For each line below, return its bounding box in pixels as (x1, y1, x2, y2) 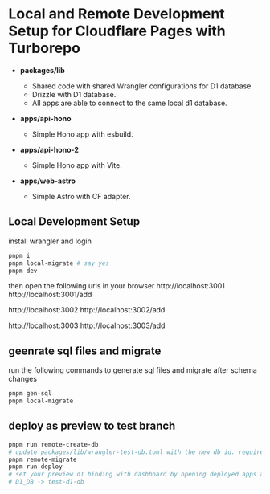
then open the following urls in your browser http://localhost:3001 (8, 281, 225, 291)
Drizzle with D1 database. (31, 89, 117, 99)
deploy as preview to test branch (8, 419, 176, 433)
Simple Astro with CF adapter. (31, 191, 131, 201)
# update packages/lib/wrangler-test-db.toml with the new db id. (8, 447, 235, 456)
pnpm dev (8, 267, 38, 275)
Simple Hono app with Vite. (31, 160, 122, 169)
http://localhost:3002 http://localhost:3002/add (8, 305, 166, 315)
